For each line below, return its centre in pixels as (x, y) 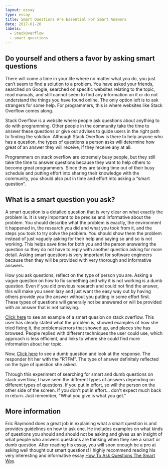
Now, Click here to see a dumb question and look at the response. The (78, 354)
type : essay (18, 15)
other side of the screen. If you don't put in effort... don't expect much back (83, 390)
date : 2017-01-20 (23, 24)
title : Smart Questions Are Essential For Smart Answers (66, 19)
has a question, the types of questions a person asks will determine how (80, 142)
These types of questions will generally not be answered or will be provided (83, 302)
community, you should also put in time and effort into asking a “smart (78, 178)
